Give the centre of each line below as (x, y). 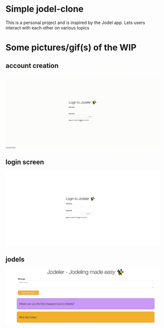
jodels (15, 259)
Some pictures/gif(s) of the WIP (71, 48)
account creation (32, 65)
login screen (25, 162)
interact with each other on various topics (47, 27)
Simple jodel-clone (45, 9)
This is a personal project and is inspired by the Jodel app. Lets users (75, 23)
